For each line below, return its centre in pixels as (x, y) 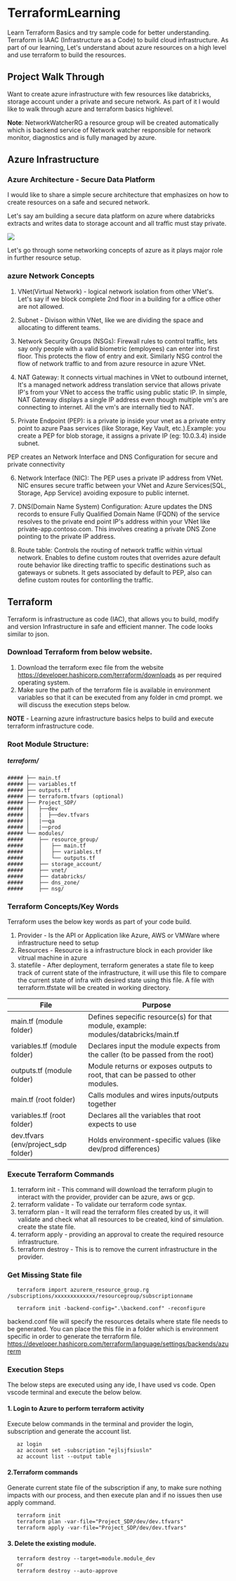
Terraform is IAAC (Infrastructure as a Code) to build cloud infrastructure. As (118, 39)
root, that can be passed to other (142, 1075)
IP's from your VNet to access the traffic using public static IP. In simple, (122, 392)
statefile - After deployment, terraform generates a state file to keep (116, 965)
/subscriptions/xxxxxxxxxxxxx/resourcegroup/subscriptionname (100, 1296)
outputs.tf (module (41, 1071)
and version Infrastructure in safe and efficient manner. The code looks (110, 626)
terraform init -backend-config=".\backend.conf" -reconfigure (111, 1308)
